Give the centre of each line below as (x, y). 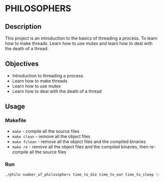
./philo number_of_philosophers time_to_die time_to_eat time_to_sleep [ (82, 174)
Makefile (16, 121)
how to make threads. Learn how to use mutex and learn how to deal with (79, 43)
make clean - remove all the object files (51, 136)
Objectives (22, 64)
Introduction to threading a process (48, 76)
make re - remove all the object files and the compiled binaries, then (80, 146)
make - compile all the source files (46, 131)
